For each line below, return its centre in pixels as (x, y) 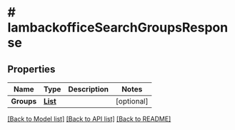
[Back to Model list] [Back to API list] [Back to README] (89, 119)
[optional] (132, 101)
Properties (31, 69)
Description (88, 89)
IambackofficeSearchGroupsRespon (118, 27)
